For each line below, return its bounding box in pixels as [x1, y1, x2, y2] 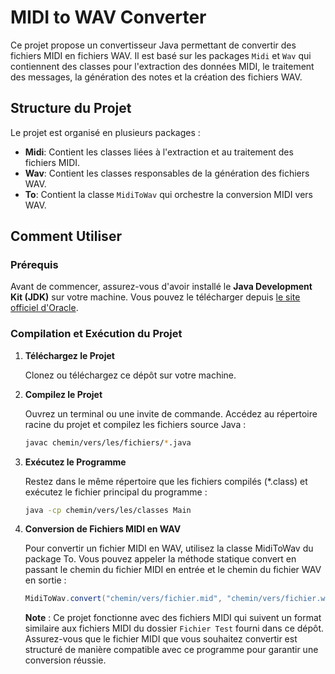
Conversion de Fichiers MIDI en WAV [24, 523, 182, 535]
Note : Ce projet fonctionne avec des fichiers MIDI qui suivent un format [24, 612, 322, 624]
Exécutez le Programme [24, 456, 127, 468]
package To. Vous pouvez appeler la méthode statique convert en [24, 553, 297, 565]
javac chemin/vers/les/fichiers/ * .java [24, 437, 192, 448]
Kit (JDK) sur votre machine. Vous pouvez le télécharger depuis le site [10, 291, 301, 303]
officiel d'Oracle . [10, 302, 79, 314]
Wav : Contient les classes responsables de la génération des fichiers [24, 167, 310, 179]
